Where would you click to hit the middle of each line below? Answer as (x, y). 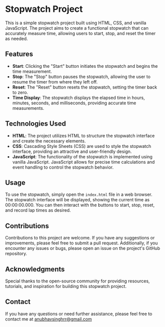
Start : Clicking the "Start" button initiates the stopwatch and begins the (85, 66)
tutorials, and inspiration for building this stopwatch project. (66, 286)
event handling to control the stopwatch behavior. (63, 167)
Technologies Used (35, 124)
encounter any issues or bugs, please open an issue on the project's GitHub (82, 248)
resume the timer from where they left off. (55, 82)
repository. (16, 254)
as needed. (17, 39)
